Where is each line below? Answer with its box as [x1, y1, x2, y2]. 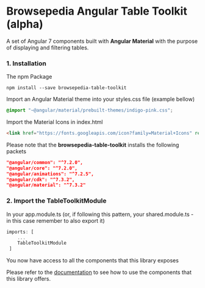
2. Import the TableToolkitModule [6, 196, 107, 205]
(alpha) [6, 17, 44, 31]
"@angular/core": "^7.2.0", [6, 165, 78, 171]
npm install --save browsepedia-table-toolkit [6, 85, 127, 91]
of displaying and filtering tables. [6, 44, 89, 51]
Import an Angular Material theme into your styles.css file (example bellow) [6, 96, 195, 103]
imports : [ [6, 229, 34, 235]
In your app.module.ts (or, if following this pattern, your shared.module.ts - [6, 211, 194, 218]
